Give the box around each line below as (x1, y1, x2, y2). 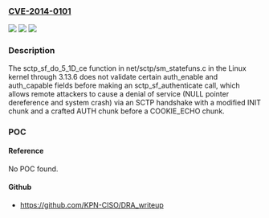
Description (8, 45, 55, 56)
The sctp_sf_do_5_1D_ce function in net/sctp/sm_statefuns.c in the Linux (8, 63, 247, 73)
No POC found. (8, 163, 59, 174)
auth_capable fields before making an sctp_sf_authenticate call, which (8, 80, 240, 90)
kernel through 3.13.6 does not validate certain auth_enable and (8, 72, 218, 81)
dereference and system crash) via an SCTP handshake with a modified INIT (8, 97, 262, 107)
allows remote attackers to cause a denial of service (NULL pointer (8, 88, 230, 98)
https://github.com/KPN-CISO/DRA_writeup (19, 199, 165, 210)
